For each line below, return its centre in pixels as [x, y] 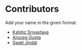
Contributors [32, 9]
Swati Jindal [25, 42]
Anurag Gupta [26, 37]
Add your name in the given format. [41, 23]
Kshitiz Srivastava [30, 32]
